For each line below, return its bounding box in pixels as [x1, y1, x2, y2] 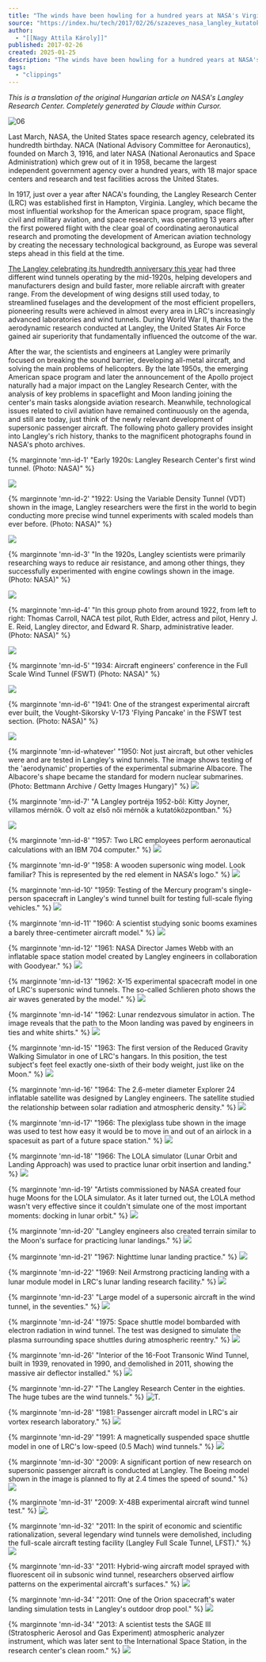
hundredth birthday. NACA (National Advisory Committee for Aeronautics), [8, 140, 251, 149]
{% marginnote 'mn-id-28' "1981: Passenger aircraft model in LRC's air [8, 1407, 239, 1417]
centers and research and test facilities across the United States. [8, 174, 219, 184]
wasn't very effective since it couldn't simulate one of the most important [8, 1201, 247, 1211]
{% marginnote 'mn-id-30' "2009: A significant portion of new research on [8, 1457, 252, 1467]
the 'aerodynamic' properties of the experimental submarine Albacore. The [8, 763, 253, 773]
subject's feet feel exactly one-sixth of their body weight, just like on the [8, 1060, 245, 1069]
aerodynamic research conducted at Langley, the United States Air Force [8, 323, 246, 332]
